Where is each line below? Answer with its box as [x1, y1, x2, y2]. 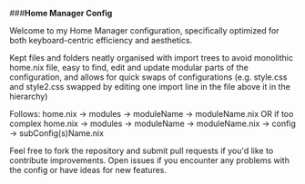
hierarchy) [9, 91, 48, 102]
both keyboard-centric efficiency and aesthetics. [9, 35, 193, 45]
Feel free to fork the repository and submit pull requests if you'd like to [9, 145, 274, 156]
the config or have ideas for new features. [9, 165, 167, 175]
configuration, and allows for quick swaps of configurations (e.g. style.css [9, 72, 288, 82]
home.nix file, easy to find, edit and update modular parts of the [9, 63, 249, 73]
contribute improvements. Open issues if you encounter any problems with [9, 155, 290, 166]
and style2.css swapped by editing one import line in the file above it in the [9, 82, 291, 92]
